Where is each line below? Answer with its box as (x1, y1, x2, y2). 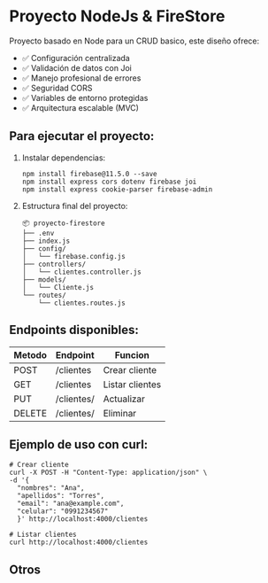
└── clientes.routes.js (38, 299, 126, 307)
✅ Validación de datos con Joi (21, 62, 133, 73)
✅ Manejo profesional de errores (21, 73, 142, 83)
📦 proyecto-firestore (21, 219, 105, 228)
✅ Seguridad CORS (21, 82, 93, 93)
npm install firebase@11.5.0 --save (21, 169, 157, 178)
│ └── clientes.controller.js (21, 268, 142, 276)
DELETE (13, 407, 47, 419)
